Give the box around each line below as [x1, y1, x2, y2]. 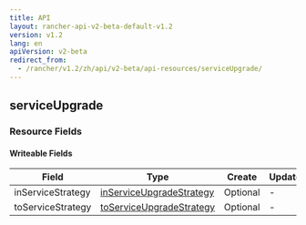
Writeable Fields [9, 148, 73, 159]
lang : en [9, 38, 43, 48]
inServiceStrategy [14, 186, 91, 199]
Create [227, 170, 258, 183]
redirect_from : [9, 56, 67, 65]
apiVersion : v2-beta [9, 47, 88, 56]
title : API [9, 13, 51, 23]
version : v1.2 [9, 30, 64, 39]
